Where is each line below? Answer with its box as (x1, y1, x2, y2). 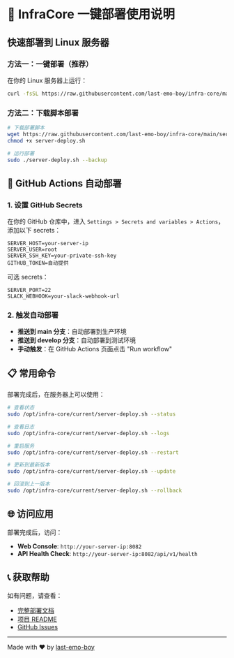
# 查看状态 (7, 404, 35, 411)
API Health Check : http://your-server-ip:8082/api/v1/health (17, 549, 198, 557)
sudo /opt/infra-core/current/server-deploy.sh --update (7, 468, 176, 475)
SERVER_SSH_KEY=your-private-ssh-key (7, 252, 117, 259)
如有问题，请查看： (7, 591, 63, 599)
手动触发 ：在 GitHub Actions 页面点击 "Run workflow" (17, 345, 173, 353)
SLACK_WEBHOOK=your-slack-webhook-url (7, 293, 120, 300)
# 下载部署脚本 (7, 124, 45, 131)
